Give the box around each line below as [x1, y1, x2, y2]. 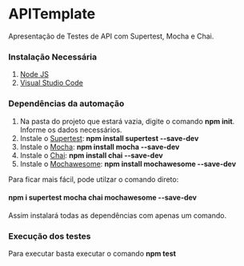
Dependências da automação [8, 98, 125, 109]
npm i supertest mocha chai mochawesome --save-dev [8, 193, 198, 203]
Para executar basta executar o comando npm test [8, 249, 176, 259]
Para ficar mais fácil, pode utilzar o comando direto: [8, 174, 179, 184]
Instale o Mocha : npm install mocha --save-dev [19, 142, 180, 151]
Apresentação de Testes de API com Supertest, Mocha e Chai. [8, 31, 214, 41]
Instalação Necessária [8, 51, 98, 62]
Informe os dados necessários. [19, 125, 122, 135]
